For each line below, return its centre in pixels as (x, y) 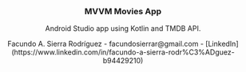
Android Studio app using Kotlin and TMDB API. (123, 28)
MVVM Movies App (123, 11)
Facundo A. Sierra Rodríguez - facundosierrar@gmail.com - (106, 44)
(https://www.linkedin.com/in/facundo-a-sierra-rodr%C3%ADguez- (123, 52)
